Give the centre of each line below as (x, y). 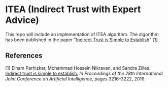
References (24, 56)
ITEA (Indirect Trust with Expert (73, 9)
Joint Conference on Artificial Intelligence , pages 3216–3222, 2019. (76, 79)
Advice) (22, 20)
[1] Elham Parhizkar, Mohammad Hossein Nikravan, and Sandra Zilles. (78, 68)
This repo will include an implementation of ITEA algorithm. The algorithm (82, 34)
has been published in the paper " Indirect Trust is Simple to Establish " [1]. (82, 40)
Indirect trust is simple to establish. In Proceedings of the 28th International (84, 73)
